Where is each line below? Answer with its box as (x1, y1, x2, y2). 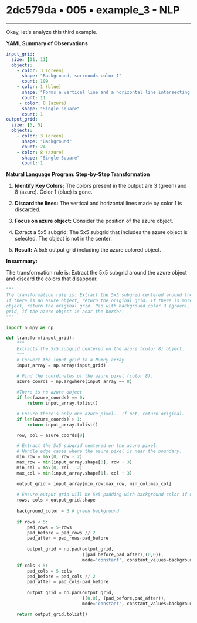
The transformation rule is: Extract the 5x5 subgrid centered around (6, 292, 182, 298)
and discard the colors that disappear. (6, 275, 98, 282)
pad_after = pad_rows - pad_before (27, 535, 109, 541)
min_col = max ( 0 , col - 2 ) (16, 465, 83, 470)
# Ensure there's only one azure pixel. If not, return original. (16, 411, 185, 417)
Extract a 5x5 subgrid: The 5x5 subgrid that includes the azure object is (14, 229, 188, 236)
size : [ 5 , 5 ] (11, 122, 43, 128)
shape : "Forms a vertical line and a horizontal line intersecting (21, 89, 191, 96)
